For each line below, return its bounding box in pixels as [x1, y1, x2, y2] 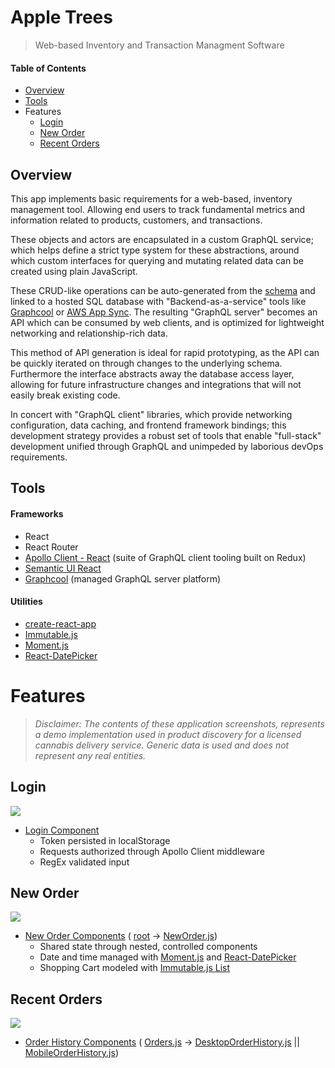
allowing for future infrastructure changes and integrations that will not [10, 378, 302, 390]
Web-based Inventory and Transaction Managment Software [34, 39, 285, 51]
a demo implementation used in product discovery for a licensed [34, 728, 302, 740]
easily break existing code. [10, 389, 121, 401]
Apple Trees [10, 6, 113, 29]
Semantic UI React [24, 562, 102, 574]
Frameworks [10, 507, 64, 520]
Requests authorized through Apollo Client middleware [39, 845, 265, 857]
